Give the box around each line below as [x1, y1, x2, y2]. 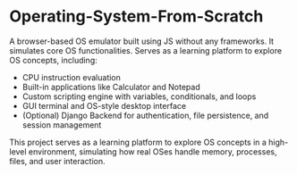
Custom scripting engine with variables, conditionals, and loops [21, 91, 257, 102]
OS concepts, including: [9, 54, 98, 65]
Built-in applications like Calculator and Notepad [21, 81, 200, 92]
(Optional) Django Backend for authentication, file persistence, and [21, 110, 269, 121]
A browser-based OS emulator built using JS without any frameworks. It [9, 36, 275, 46]
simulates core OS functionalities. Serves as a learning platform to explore [9, 45, 283, 55]
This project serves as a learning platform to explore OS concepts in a [9, 137, 267, 147]
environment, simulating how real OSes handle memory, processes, [28, 146, 277, 157]
